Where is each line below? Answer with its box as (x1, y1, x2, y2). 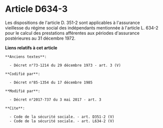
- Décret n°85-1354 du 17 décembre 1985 (9, 80, 93, 85)
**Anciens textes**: (5, 54, 47, 59)
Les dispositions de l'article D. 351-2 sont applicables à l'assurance (5, 20, 140, 26)
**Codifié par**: (5, 71, 41, 77)
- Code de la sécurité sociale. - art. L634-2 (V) (9, 119, 115, 124)
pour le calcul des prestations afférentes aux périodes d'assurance (5, 30, 140, 36)
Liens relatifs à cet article (5, 45, 58, 51)
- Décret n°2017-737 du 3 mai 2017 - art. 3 (9, 97, 102, 102)
